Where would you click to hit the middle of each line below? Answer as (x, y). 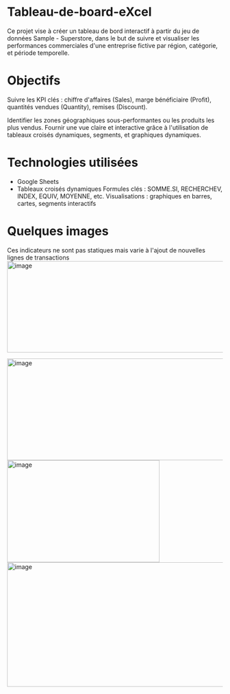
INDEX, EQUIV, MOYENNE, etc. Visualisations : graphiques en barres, (114, 196)
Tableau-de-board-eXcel (79, 12)
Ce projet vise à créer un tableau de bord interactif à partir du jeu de (103, 31)
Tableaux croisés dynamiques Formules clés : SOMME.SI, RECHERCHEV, (119, 189)
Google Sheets (38, 181)
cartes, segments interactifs (56, 203)
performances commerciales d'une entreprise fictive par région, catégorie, (112, 45)
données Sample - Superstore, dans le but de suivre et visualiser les (103, 38)
